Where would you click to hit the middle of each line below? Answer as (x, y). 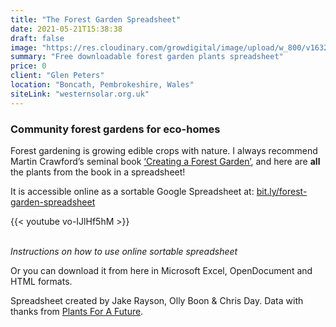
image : (24, 47)
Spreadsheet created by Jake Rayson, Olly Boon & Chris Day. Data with (157, 300)
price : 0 (28, 66)
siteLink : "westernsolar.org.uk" (80, 94)
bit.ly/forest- (282, 191)
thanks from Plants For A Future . (77, 311)
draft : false (37, 38)
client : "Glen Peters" (57, 76)
